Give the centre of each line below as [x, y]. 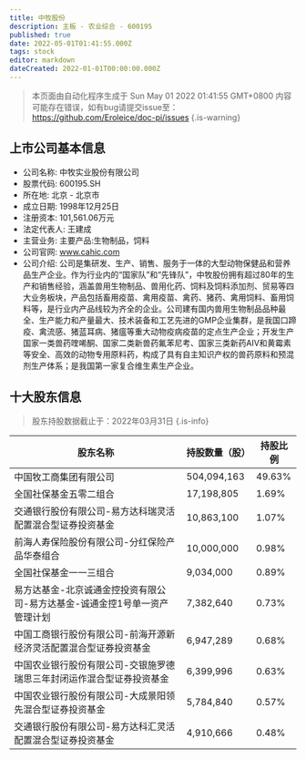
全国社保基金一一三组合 [65, 572]
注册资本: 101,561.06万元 [68, 217]
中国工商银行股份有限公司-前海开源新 [95, 634]
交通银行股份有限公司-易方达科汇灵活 [95, 726]
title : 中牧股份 [37, 18]
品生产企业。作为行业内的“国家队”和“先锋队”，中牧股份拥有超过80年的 [154, 274]
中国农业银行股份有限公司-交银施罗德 [95, 664]
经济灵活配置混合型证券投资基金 [83, 648]
